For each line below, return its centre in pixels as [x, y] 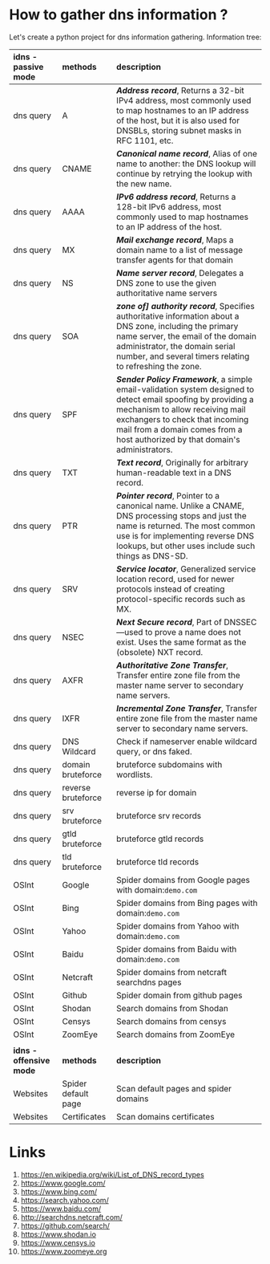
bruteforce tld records [158, 862]
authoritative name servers [167, 293]
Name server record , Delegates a [180, 273]
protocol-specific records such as [181, 599]
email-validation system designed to [185, 389]
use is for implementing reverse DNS [185, 535]
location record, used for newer [175, 579]
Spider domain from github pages [179, 995]
